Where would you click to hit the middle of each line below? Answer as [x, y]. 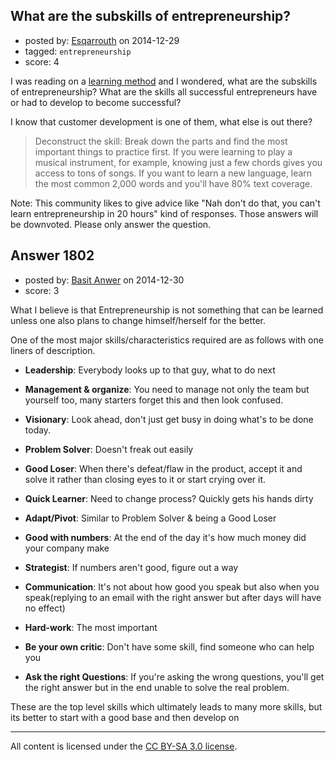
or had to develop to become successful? [96, 102]
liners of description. [53, 350]
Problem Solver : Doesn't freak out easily [109, 449]
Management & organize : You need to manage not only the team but [167, 389]
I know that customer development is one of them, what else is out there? [161, 121]
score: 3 [42, 290]
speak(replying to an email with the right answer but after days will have [173, 597]
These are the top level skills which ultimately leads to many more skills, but [166, 706]
